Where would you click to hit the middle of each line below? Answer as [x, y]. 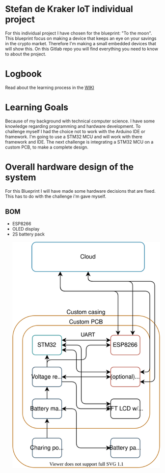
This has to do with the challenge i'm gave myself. [56, 196]
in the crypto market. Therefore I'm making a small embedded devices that [81, 43]
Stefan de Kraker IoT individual [69, 9]
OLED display [26, 229]
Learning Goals [37, 107]
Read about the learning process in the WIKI [50, 88]
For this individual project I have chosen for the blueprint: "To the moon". [79, 33]
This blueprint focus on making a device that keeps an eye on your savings [81, 38]
